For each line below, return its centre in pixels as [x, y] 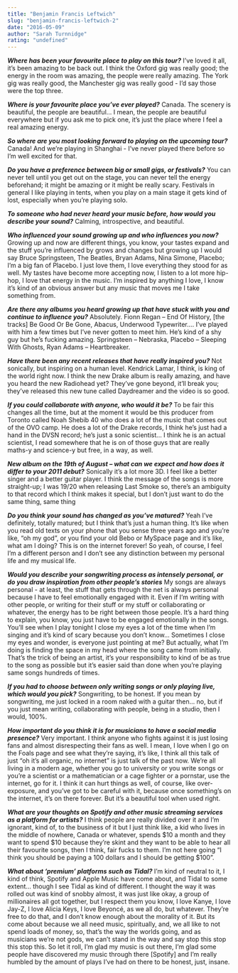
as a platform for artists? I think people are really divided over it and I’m [113, 820]
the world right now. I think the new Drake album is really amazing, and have [119, 376]
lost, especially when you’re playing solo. [67, 200]
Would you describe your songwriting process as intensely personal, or [115, 575]
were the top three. [36, 91]
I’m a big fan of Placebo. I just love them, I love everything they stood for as [118, 265]
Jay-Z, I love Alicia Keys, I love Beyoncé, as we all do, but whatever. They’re [118, 909]
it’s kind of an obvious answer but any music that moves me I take [104, 288]
